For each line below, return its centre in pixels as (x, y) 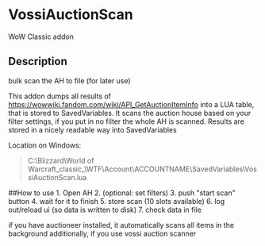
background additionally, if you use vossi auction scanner (102, 233)
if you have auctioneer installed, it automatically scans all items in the (121, 225)
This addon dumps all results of (60, 96)
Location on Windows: (45, 145)
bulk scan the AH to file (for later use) (69, 80)
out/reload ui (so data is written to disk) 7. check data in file (105, 209)
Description (38, 61)
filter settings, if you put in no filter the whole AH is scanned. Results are (126, 121)
